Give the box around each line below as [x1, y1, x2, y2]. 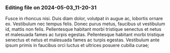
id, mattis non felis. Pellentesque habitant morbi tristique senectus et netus [5, 26, 161, 32]
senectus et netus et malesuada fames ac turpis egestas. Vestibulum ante [5, 37, 160, 43]
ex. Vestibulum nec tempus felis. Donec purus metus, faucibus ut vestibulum [5, 21, 165, 27]
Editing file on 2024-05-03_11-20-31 [5, 4, 97, 11]
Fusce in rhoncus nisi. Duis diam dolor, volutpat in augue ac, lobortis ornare [5, 16, 163, 22]
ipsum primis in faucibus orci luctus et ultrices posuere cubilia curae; [5, 42, 150, 48]
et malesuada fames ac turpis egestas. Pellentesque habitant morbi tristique [5, 32, 164, 38]
